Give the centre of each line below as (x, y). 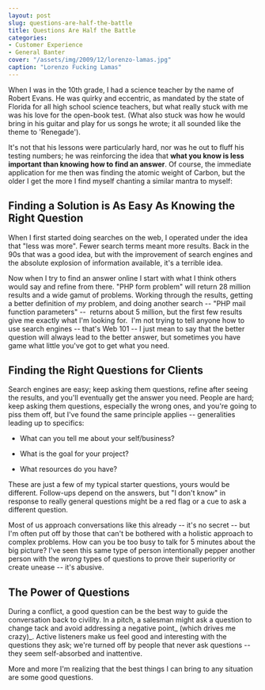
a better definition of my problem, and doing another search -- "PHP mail (127, 303)
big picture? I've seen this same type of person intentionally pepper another (132, 550)
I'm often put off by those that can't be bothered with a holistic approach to (131, 534)
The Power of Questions (69, 592)
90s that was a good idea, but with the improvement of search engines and (131, 254)
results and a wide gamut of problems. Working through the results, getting (131, 295)
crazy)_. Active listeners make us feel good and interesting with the (117, 637)
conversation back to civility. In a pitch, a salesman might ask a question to (130, 620)
